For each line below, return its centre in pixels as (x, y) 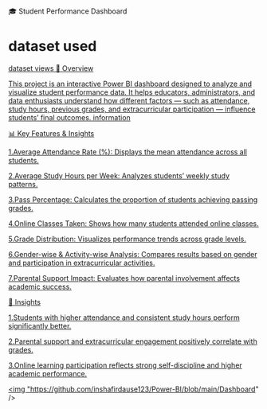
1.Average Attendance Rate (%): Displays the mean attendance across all (128, 152)
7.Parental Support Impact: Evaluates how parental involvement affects (124, 278)
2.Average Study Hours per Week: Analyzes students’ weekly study (119, 175)
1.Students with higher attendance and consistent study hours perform (124, 317)
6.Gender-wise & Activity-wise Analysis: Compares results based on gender (133, 254)
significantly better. (40, 325)
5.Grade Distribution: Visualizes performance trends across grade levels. (128, 239)
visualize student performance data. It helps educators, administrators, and (132, 92)
